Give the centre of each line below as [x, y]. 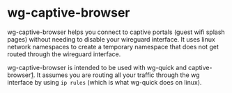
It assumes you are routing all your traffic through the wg [118, 75]
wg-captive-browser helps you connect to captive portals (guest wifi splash [116, 32]
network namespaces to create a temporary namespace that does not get [113, 46]
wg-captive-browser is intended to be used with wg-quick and [97, 67]
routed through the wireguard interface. [64, 54]
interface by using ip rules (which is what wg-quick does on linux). [105, 82]
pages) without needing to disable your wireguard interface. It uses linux [111, 39]
